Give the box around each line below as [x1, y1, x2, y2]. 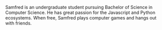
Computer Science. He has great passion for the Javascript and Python [5, 9, 156, 15]
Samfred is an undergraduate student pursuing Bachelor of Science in [5, 4, 153, 10]
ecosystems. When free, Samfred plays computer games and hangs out [5, 15, 157, 20]
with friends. [5, 20, 32, 26]
